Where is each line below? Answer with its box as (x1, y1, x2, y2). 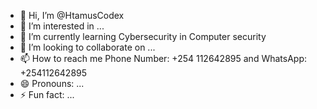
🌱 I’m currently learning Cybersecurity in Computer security (19, 31, 267, 42)
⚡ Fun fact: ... (19, 89, 75, 100)
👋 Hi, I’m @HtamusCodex (19, 10, 125, 21)
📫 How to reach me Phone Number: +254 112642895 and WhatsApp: (19, 53, 307, 64)
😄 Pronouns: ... (19, 78, 85, 89)
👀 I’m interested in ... (19, 20, 105, 32)
